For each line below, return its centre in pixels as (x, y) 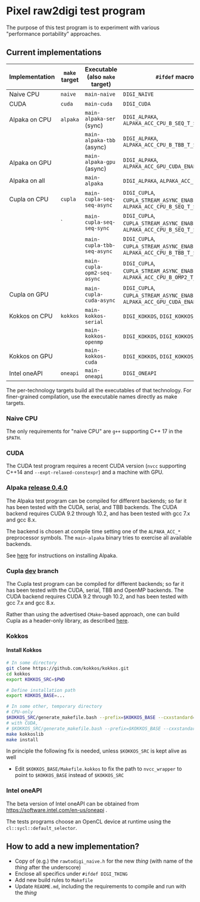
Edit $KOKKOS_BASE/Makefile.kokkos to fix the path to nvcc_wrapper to (98, 769)
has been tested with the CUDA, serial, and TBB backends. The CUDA (92, 507)
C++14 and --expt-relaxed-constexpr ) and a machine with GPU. (85, 472)
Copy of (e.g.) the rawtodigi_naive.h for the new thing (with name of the (104, 861)
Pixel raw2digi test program (76, 11)
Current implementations (54, 53)
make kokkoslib (25, 734)
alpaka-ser (100, 118)
